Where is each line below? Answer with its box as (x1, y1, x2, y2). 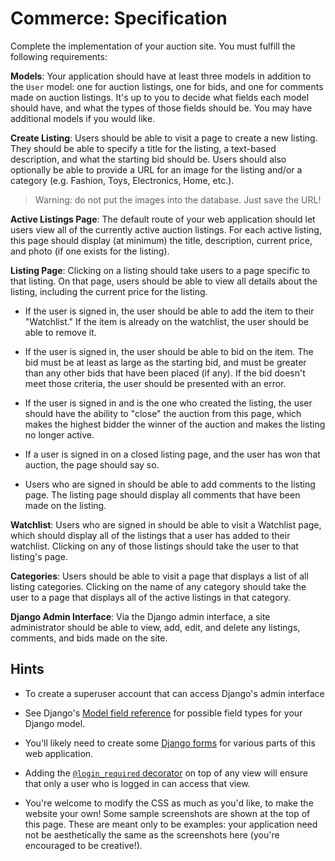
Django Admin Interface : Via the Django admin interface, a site (10, 610, 271, 622)
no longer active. (24, 428, 95, 441)
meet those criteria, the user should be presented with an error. (24, 377, 287, 389)
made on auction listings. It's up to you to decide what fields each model (10, 91, 310, 103)
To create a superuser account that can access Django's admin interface (24, 687, 325, 699)
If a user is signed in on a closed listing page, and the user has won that (24, 448, 321, 460)
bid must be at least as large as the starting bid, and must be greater (24, 356, 307, 368)
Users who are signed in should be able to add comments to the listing (24, 478, 316, 490)
